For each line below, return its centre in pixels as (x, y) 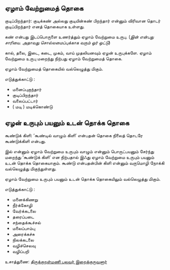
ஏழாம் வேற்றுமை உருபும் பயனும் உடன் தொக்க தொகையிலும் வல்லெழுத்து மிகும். (83, 179)
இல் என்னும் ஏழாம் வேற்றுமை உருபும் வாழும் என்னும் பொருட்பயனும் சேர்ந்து (79, 151)
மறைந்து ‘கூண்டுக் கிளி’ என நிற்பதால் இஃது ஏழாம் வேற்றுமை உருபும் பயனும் (80, 157)
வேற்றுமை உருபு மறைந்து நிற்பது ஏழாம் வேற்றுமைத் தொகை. (64, 58)
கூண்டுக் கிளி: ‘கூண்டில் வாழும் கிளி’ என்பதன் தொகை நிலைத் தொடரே (74, 135)
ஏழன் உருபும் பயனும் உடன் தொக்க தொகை (67, 123)
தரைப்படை (23, 217)
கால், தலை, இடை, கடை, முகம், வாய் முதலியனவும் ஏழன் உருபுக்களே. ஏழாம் (78, 53)
